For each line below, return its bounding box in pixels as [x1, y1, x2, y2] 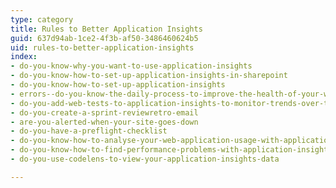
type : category [10, 14, 74, 25]
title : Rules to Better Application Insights [10, 24, 203, 34]
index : [10, 52, 38, 62]
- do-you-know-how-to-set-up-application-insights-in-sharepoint [10, 71, 288, 81]
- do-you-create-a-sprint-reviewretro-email [10, 107, 199, 118]
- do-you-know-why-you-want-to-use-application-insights [10, 61, 253, 71]
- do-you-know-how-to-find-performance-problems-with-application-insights [10, 145, 333, 155]
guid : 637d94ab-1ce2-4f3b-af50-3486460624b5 [10, 33, 199, 43]
